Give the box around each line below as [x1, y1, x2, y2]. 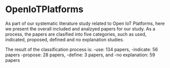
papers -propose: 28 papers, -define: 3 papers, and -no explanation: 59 [5, 52, 155, 58]
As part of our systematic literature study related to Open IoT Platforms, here [5, 20, 165, 26]
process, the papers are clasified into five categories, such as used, [5, 31, 147, 37]
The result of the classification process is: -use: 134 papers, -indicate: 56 [5, 46, 158, 52]
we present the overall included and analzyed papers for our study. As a [5, 25, 155, 31]
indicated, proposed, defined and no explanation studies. [5, 37, 124, 43]
